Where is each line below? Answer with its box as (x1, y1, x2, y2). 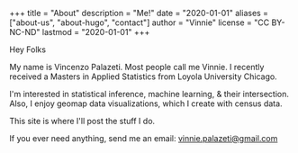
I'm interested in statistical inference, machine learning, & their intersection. (9, 89, 290, 99)
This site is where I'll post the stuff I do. (9, 116, 156, 126)
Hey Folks (9, 44, 47, 55)
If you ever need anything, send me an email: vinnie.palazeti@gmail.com (9, 133, 278, 143)
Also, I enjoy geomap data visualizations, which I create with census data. (9, 98, 283, 109)
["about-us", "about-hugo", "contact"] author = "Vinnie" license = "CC (9, 17, 270, 28)
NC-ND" (9, 27, 41, 37)
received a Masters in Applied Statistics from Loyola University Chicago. (9, 71, 277, 82)
